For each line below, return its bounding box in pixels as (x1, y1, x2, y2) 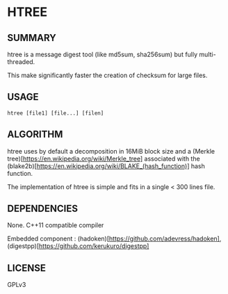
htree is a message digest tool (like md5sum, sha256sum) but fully (7, 50, 198, 58)
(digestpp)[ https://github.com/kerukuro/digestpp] (7, 242, 149, 250)
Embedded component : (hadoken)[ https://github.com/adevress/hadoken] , (7, 234, 222, 243)
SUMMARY (7, 32, 57, 44)
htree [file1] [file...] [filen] (7, 109, 104, 117)
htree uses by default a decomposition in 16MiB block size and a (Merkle (7, 147, 215, 155)
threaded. (7, 58, 35, 66)
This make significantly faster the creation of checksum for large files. (7, 71, 208, 79)
